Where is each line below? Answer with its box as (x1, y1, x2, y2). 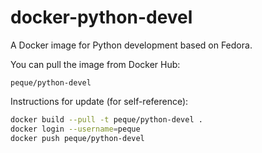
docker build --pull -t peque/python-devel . (10, 114, 203, 125)
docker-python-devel (10, 6, 193, 29)
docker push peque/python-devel (10, 133, 145, 143)
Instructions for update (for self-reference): (10, 95, 189, 107)
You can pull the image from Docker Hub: (10, 58, 181, 70)
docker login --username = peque (10, 124, 141, 134)
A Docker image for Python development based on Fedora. (10, 39, 253, 51)
